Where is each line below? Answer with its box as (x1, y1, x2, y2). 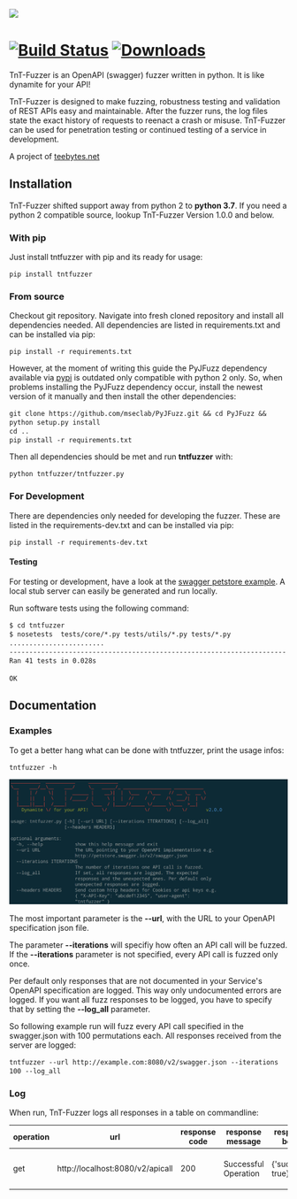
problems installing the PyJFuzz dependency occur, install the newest (9, 381, 263, 393)
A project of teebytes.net (9, 150, 100, 161)
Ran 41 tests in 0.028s (9, 656, 97, 665)
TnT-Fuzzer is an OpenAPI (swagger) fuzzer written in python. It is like (9, 69, 265, 80)
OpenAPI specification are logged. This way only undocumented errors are (9, 985, 282, 995)
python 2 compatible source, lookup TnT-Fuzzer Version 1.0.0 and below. (9, 209, 275, 220)
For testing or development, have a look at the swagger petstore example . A (9, 576, 286, 587)
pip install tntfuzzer (9, 270, 93, 279)
